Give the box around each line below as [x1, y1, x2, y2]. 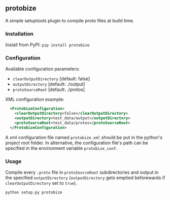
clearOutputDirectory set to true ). [5, 180, 77, 186]
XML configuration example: [5, 96, 64, 103]
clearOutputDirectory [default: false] [12, 76, 90, 82]
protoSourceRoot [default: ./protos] [12, 86, 85, 93]
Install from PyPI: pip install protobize [5, 42, 90, 48]
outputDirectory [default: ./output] [12, 81, 85, 87]
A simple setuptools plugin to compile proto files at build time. [5, 17, 134, 23]
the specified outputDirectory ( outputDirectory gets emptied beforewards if [5, 175, 165, 181]
